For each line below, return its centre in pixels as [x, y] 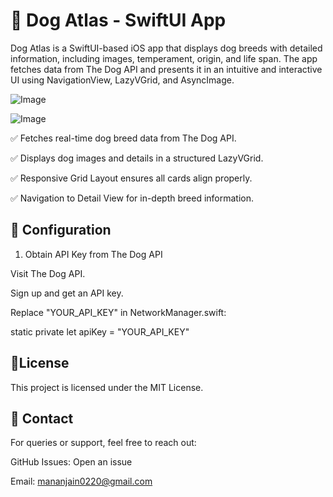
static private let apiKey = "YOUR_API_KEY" [100, 331]
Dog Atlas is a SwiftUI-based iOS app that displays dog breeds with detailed [166, 48]
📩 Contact [42, 418]
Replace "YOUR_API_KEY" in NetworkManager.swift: [118, 312]
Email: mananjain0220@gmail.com [81, 481]
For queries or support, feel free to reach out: [103, 443]
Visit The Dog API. [48, 273]
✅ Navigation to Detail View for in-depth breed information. [132, 198]
